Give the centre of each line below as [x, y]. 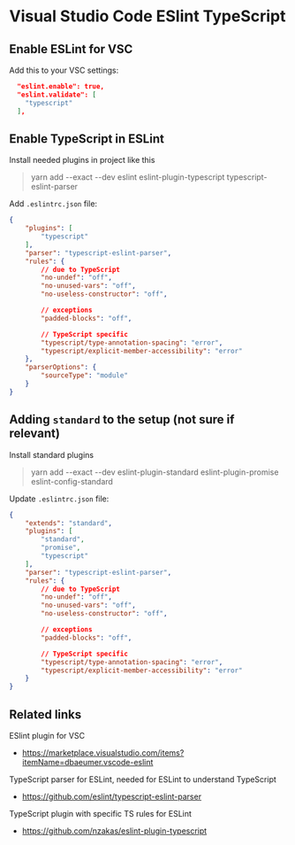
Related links [45, 714]
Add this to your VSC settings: [64, 70]
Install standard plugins [52, 454]
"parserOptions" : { [61, 368]
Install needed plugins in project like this [82, 160]
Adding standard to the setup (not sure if [122, 419]
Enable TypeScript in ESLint [87, 139]
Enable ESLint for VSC [71, 49]
